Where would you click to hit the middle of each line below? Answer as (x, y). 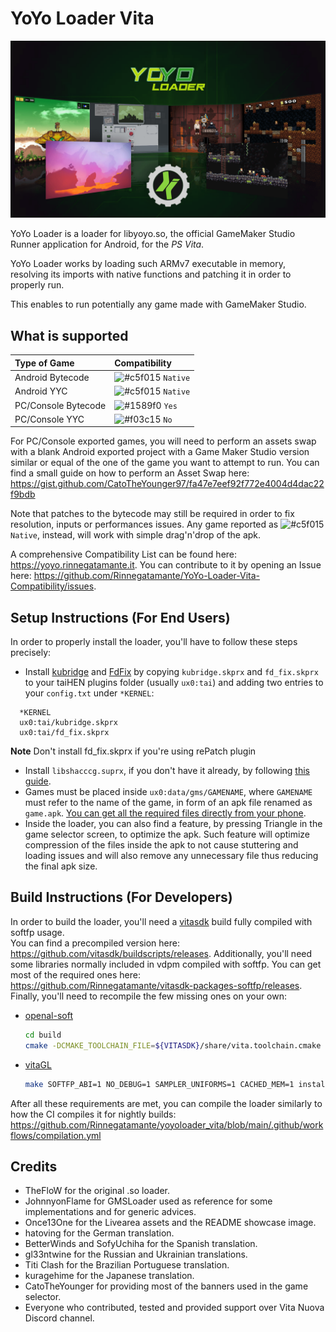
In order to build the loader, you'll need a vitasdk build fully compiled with (161, 921)
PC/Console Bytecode (60, 405)
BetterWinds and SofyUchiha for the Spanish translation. (141, 1244)
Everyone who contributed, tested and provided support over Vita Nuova (174, 1308)
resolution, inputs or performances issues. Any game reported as (144, 524)
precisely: (31, 653)
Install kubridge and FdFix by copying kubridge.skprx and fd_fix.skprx (171, 672)
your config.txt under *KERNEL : (89, 693)
